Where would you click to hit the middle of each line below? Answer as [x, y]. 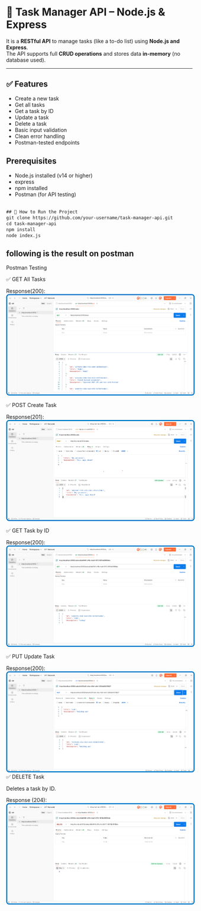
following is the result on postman [70, 253]
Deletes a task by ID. [31, 788]
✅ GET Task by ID [28, 531]
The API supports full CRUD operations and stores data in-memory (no [93, 53]
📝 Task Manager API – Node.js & [86, 12]
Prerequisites [31, 161]
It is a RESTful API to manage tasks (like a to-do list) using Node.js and [93, 41]
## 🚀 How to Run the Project [42, 212]
